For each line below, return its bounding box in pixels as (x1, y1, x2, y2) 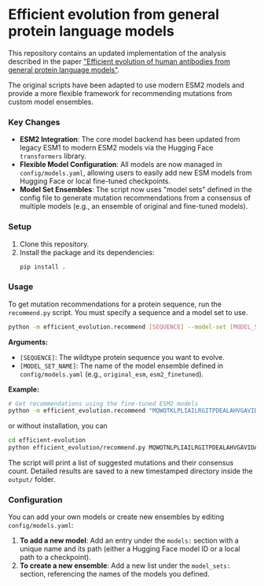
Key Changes (8, 117, 60, 128)
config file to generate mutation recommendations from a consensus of (19, 193, 251, 202)
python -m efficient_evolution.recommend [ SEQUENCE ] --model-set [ (8, 323, 234, 331)
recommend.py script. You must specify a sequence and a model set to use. (8, 307, 248, 317)
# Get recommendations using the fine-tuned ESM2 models (8, 399, 199, 407)
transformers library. (19, 151, 86, 161)
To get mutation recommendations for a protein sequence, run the (8, 299, 222, 309)
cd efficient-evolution (8, 436, 86, 444)
